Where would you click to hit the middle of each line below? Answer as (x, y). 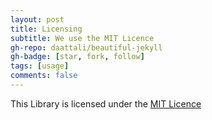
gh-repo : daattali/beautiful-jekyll (86, 47)
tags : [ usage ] (40, 66)
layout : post (37, 19)
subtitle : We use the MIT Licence (82, 38)
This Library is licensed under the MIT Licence (106, 103)
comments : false (44, 76)
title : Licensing (46, 29)
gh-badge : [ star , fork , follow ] (77, 57)
